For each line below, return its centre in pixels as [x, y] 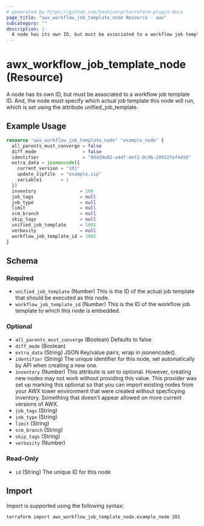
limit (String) [32, 423]
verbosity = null [54, 231]
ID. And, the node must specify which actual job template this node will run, [101, 101]
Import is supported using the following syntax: [65, 505]
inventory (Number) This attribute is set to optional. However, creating [103, 372]
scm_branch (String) [39, 430]
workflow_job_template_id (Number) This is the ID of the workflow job [103, 304]
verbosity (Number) [40, 443]
